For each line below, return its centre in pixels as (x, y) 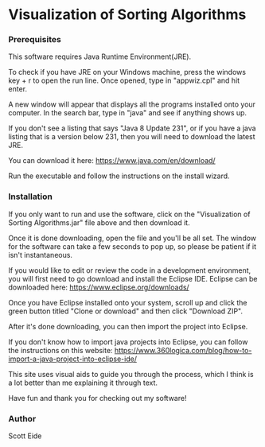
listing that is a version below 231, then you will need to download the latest (132, 137)
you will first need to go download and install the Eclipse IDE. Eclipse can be (133, 278)
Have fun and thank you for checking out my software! (97, 398)
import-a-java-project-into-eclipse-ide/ (73, 359)
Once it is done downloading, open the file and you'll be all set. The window (132, 238)
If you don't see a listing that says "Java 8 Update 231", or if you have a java (132, 128)
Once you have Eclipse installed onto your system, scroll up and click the (128, 302)
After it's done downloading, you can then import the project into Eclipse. (128, 326)
